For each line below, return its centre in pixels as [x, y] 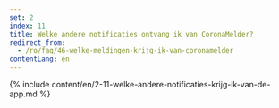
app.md [23, 94]
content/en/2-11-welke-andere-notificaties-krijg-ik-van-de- [161, 84]
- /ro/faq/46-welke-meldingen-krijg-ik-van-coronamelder [126, 51]
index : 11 [28, 26]
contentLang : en [39, 59]
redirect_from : [38, 42]
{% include [30, 84]
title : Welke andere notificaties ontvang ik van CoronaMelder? [131, 34]
